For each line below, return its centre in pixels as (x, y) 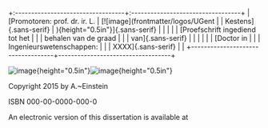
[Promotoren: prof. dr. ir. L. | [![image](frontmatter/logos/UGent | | (116, 21)
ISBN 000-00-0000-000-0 (53, 102)
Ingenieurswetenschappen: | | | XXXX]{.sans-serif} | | (96, 46)
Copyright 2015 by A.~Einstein (58, 86)
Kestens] (240, 21)
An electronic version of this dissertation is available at (98, 117)
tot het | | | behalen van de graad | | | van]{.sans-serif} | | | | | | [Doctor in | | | (134, 38)
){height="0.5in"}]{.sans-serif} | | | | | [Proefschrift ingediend (156, 30)
